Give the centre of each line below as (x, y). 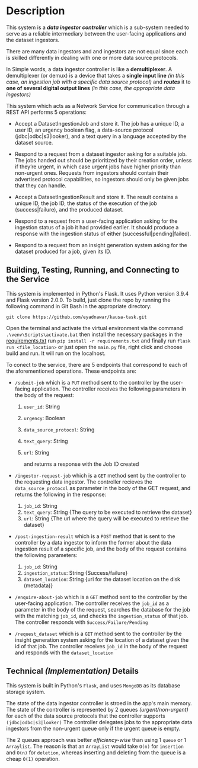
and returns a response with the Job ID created (81, 464)
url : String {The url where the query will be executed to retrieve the (106, 518)
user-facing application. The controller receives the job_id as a (92, 603)
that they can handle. (41, 185)
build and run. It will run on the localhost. (56, 353)
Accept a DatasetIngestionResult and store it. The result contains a (96, 197)
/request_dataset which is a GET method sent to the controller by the (98, 633)
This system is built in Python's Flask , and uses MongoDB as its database (93, 685)
